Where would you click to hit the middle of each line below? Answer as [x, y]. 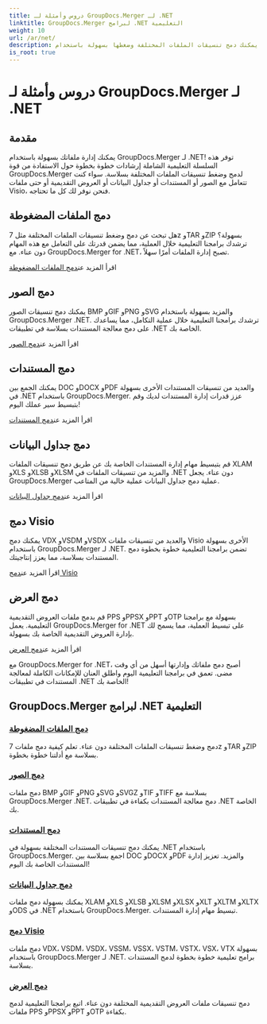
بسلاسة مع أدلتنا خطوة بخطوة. [54, 755]
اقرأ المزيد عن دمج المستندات [51, 420]
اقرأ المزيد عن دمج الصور [44, 343]
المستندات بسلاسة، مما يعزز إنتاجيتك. [64, 558]
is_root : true [33, 52]
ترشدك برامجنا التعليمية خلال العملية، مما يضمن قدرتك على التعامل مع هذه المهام [128, 243]
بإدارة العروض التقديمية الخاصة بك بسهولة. [72, 633]
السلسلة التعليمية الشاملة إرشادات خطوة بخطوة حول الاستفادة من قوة [113, 165]
